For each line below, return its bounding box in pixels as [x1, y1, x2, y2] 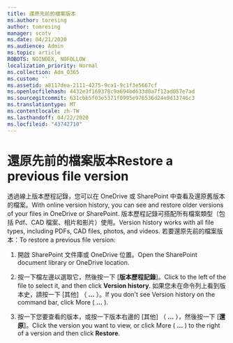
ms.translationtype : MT [7, 101, 77, 108]
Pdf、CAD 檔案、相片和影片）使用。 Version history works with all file [15, 218, 214, 227]
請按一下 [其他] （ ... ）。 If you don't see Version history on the [36, 291, 216, 299]
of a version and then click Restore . [17, 329, 121, 337]
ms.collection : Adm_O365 [7, 68, 80, 75]
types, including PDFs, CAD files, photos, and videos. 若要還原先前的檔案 [7, 227, 218, 235]
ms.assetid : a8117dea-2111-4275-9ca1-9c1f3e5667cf [7, 82, 158, 89]
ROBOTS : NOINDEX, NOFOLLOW [7, 56, 86, 63]
